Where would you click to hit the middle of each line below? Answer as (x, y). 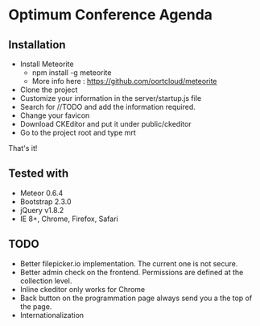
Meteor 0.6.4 (41, 193)
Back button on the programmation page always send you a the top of (136, 298)
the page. (36, 306)
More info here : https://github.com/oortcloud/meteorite (124, 81)
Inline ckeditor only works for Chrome (83, 289)
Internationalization (52, 315)
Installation (37, 45)
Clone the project (49, 90)
